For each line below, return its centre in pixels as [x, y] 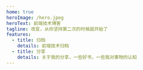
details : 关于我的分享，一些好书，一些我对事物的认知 [77, 57]
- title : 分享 [29, 52]
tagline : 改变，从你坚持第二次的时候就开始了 [57, 29]
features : [19, 35]
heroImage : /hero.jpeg [35, 18]
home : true [20, 12]
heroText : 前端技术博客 [33, 23]
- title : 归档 [29, 40]
